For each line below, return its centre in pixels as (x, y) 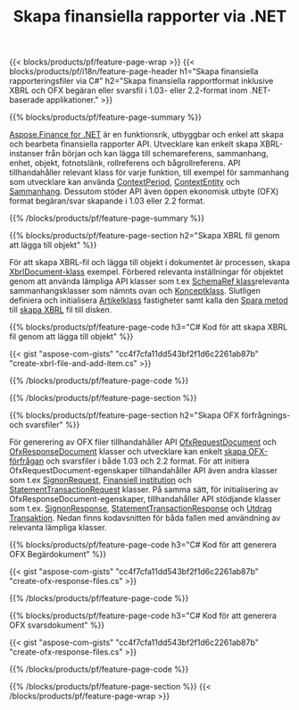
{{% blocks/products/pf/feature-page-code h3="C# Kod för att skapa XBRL (149, 327)
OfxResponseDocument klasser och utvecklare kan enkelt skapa (128, 452)
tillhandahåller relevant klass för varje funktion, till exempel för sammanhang (149, 172)
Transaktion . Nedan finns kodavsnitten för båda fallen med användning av (145, 518)
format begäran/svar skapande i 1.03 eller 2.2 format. (107, 201)
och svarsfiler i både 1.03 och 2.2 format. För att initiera (148, 461)
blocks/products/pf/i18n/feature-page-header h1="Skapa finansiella (134, 71)
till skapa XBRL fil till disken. (61, 310)
